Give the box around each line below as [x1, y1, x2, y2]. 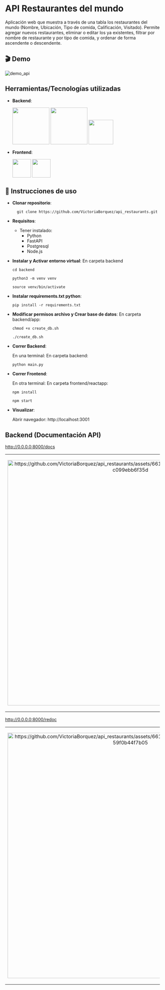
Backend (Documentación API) [5, 430, 102, 439]
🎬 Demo [5, 55, 31, 63]
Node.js [27, 248, 43, 254]
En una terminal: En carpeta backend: [12, 353, 88, 359]
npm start [12, 399, 33, 403]
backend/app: [12, 317, 41, 322]
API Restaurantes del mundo [5, 3, 124, 14]
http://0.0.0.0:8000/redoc [5, 717, 57, 722]
